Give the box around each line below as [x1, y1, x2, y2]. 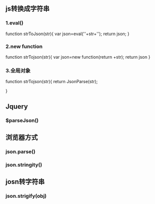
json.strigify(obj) [5, 193, 47, 200]
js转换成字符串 [5, 4, 50, 13]
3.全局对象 [5, 67, 31, 74]
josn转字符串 [5, 178, 45, 186]
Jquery [5, 102, 28, 111]
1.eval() [5, 20, 23, 26]
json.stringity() [5, 161, 43, 168]
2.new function [5, 43, 43, 50]
